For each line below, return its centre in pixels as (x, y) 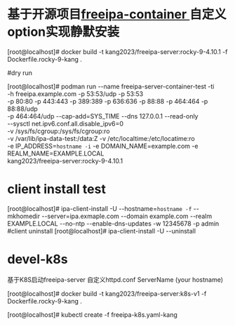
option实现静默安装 (63, 32)
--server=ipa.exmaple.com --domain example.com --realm (127, 216)
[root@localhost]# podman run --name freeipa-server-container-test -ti (111, 86)
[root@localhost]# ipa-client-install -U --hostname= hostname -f (100, 208)
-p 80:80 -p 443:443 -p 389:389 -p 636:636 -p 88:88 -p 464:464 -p (108, 101)
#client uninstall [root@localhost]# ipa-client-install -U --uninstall (102, 231)
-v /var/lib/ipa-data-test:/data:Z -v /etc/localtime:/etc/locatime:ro (101, 138)
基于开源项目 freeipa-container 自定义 (117, 14)
